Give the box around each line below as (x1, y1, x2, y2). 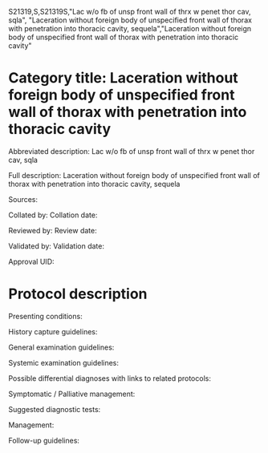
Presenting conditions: (8, 311, 83, 321)
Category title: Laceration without (8, 69, 238, 87)
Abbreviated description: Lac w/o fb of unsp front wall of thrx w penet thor (8, 146, 255, 156)
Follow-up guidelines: (8, 435, 80, 445)
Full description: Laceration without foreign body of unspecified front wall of (8, 170, 261, 180)
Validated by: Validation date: (8, 241, 104, 251)
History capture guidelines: (8, 326, 98, 336)
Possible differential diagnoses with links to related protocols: (8, 373, 211, 383)
